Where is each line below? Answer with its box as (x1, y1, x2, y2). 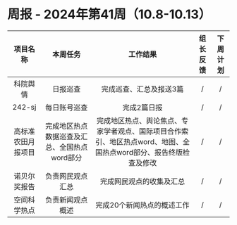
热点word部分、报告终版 (102, 147, 183, 157)
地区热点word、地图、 (109, 136, 183, 146)
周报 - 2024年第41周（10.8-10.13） (7, 6, 212, 22)
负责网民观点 (44, 171, 88, 181)
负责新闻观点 (44, 195, 88, 205)
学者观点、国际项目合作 (103, 126, 182, 136)
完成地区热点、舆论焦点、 (96, 115, 182, 125)
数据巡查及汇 (44, 131, 88, 141)
